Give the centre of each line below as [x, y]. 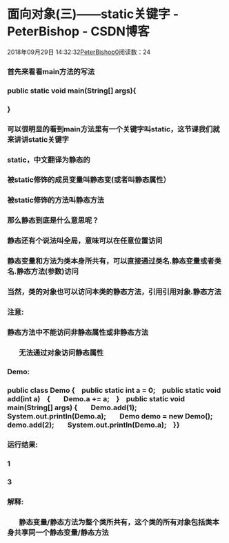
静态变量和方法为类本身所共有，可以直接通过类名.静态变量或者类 [114, 261]
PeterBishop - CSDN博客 [79, 31]
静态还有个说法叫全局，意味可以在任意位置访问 [85, 241]
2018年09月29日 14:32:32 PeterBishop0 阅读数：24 [79, 52]
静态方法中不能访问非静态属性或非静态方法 [78, 332]
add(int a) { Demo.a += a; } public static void [96, 398]
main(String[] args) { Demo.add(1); [72, 407]
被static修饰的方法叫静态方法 [56, 200]
